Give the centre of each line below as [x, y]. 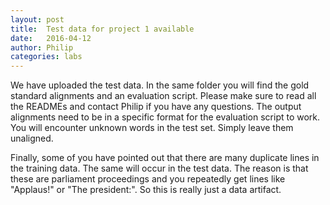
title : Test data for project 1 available [102, 29]
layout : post [37, 19]
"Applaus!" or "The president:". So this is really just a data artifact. [146, 190]
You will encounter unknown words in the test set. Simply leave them [152, 128]
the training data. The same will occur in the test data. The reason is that [159, 168]
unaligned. [32, 138]
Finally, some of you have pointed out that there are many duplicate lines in [165, 158]
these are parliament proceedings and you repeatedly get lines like [148, 179]
